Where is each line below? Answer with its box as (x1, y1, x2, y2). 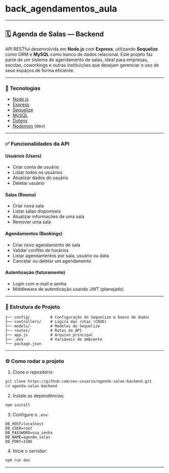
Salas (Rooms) (5, 191, 36, 197)
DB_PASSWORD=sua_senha (5, 430, 53, 435)
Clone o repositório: (12, 369, 54, 375)
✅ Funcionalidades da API (5, 140, 69, 147)
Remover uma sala (12, 219, 51, 225)
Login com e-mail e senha (12, 281, 67, 287)
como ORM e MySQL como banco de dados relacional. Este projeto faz (5, 51, 153, 57)
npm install (5, 402, 30, 408)
